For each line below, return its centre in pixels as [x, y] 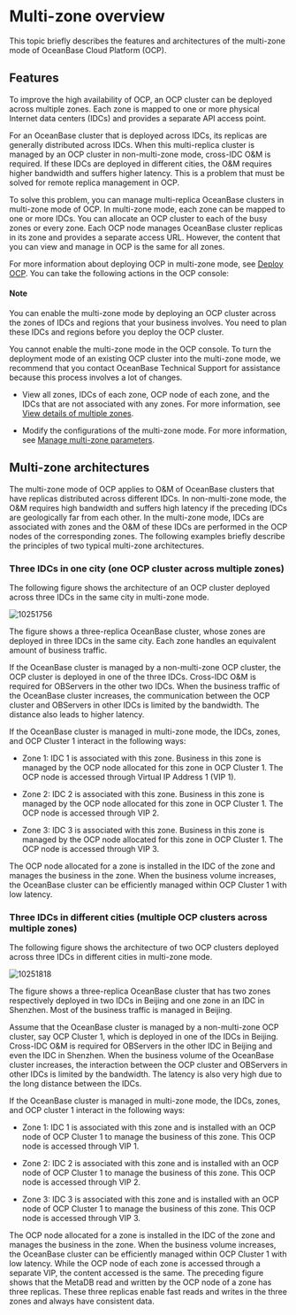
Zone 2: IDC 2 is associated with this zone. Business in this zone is [143, 794]
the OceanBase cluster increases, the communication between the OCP [140, 696]
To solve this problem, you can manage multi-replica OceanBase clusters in [147, 199]
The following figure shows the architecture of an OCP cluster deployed [140, 588]
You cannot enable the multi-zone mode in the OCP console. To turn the [140, 349]
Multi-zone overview [87, 16]
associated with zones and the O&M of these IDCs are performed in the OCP [148, 526]
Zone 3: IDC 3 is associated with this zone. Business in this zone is [143, 831]
